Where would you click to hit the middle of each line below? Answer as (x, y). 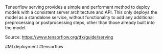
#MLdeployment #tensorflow (34, 46)
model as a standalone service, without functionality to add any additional (80, 17)
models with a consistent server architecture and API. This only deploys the (81, 12)
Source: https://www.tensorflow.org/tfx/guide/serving (59, 37)
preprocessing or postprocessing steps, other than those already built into (80, 22)
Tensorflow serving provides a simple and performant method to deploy (78, 7)
